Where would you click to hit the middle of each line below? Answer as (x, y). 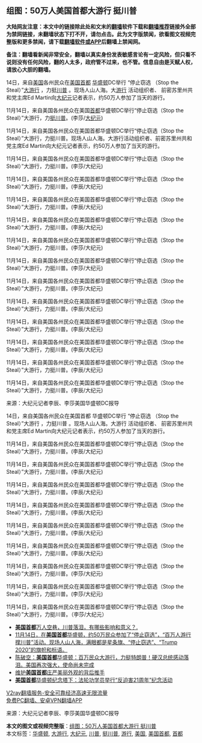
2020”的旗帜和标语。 (41, 649)
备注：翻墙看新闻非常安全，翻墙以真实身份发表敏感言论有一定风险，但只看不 (101, 54)
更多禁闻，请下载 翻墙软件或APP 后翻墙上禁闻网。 (83, 42)
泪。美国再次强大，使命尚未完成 (54, 665)
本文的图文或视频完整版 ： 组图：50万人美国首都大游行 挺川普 (81, 725)
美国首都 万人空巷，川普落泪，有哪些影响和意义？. (76, 627)
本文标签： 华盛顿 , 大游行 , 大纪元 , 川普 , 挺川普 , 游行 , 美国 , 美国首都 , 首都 (95, 733)
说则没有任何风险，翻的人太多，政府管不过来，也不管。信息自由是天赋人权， (101, 62)
